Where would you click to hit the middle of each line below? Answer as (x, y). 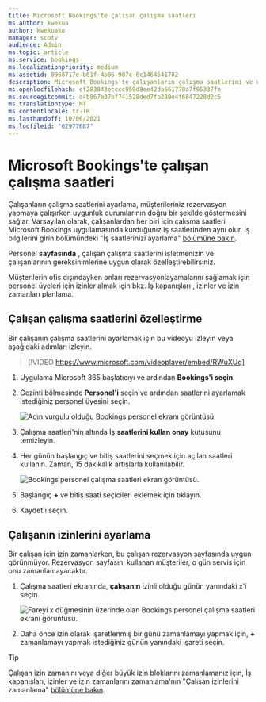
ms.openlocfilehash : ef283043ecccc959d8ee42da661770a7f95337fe (115, 89)
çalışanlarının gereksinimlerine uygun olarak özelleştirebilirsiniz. (112, 262)
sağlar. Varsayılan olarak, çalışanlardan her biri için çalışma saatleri (117, 221)
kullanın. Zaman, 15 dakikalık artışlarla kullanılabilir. (102, 464)
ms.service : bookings (44, 60)
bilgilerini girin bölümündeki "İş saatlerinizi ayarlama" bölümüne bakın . (123, 238)
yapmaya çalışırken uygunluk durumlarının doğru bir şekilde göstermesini (127, 213)
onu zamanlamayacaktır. (48, 571)
